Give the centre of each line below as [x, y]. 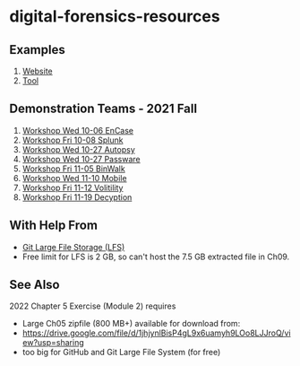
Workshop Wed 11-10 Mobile [74, 178]
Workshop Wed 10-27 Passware [81, 159]
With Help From [54, 226]
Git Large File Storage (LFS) [73, 247]
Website [38, 71]
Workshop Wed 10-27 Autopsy [79, 149]
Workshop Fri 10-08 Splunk [73, 140]
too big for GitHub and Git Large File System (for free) [121, 353]
